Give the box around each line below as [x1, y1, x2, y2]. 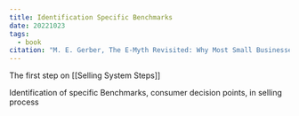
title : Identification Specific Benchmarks [9, 12, 174, 22]
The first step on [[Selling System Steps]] [9, 70, 161, 81]
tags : [9, 29, 29, 38]
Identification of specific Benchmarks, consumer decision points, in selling [9, 88, 283, 98]
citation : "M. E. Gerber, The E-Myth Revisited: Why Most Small [9, 46, 253, 55]
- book [17, 37, 42, 47]
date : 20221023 [9, 21, 66, 30]
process [9, 97, 39, 107]
